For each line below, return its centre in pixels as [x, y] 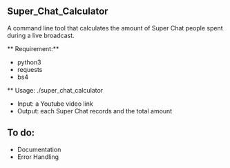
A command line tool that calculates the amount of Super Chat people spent [115, 28]
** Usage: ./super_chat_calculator [55, 90]
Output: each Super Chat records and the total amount [95, 111]
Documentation [39, 149]
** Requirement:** [33, 48]
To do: [21, 133]
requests [30, 69]
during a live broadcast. [41, 35]
